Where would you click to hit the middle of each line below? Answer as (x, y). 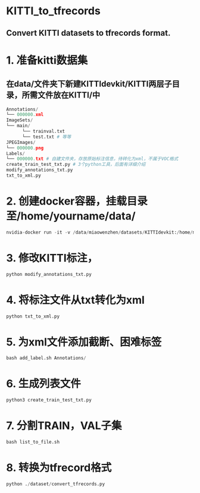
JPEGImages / (21, 142)
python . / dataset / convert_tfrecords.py (56, 484)
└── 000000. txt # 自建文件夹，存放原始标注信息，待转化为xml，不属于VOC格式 (92, 159)
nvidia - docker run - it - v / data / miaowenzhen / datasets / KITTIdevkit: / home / (100, 232)
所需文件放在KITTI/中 (61, 95)
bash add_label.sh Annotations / (46, 358)
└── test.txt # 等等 (46, 137)
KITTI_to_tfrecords (54, 11)
